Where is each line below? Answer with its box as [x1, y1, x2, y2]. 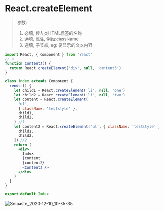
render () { [9, 83, 32, 88]
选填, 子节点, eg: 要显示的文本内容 [24, 42, 93, 48]
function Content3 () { [5, 61, 51, 66]
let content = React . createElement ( [14, 97, 89, 102]
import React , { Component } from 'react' [5, 52, 93, 57]
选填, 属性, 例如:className [24, 36, 79, 42]
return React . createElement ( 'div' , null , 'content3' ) [9, 65, 121, 71]
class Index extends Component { [5, 79, 73, 84]
